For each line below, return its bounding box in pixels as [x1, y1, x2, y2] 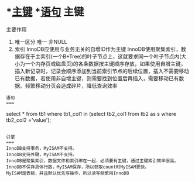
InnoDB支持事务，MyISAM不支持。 [6, 145, 77, 151]
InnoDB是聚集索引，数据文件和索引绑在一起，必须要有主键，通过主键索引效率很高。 [6, 157, 179, 164]
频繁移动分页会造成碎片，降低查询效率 [25, 82, 118, 89]
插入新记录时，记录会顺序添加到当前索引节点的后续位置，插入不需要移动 [14, 67, 189, 74]
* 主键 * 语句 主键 [6, 5, 84, 19]
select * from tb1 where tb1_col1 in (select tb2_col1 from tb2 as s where [6, 110, 177, 117]
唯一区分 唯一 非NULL [14, 38, 67, 45]
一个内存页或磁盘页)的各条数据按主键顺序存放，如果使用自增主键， [25, 60, 186, 67]
